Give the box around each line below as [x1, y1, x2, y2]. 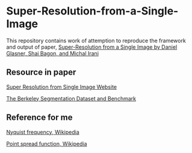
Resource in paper [6, 67, 76, 78]
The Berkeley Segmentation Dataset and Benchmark [6, 95, 137, 102]
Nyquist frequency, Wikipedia [6, 128, 79, 136]
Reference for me [6, 113, 73, 123]
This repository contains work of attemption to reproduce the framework [6, 37, 187, 44]
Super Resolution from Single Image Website [6, 83, 117, 90]
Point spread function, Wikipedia [6, 140, 87, 147]
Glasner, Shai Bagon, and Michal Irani [6, 49, 99, 57]
